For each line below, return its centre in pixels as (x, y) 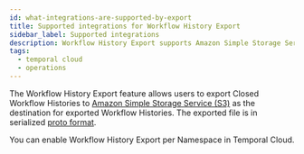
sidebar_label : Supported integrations (85, 34)
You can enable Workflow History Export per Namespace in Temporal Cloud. (152, 140)
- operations (42, 68)
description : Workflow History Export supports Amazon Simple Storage (145, 43)
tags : (19, 51)
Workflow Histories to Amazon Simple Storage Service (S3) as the (133, 103)
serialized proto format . (53, 122)
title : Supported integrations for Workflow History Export (125, 26)
